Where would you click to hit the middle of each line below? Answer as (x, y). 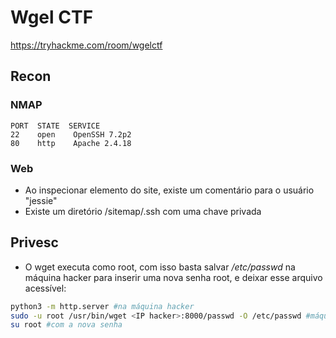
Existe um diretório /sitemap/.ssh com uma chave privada (143, 211)
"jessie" (41, 200)
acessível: (45, 288)
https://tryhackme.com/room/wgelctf (86, 45)
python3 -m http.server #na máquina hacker (102, 306)
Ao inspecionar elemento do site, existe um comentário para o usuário (169, 190)
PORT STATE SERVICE (55, 126)
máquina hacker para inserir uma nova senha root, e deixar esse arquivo (173, 277)
